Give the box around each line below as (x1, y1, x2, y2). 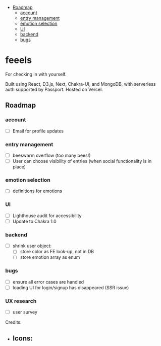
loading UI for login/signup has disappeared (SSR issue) (12, 284, 129, 291)
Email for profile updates (12, 128, 64, 134)
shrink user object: (12, 243, 52, 249)
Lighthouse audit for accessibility (12, 213, 82, 219)
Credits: (5, 319, 22, 325)
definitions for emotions (12, 188, 62, 194)
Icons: (12, 334, 33, 342)
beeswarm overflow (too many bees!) (12, 152, 91, 158)
